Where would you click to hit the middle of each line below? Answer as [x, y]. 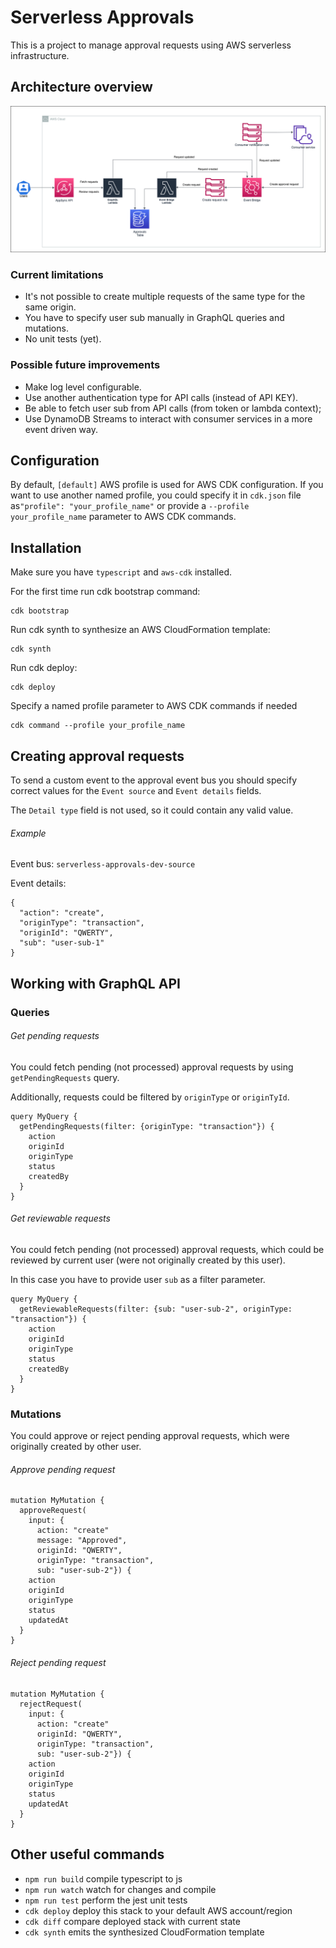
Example [28, 833]
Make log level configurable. [83, 387]
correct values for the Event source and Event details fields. [136, 791]
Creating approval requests [97, 756]
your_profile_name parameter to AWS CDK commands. [123, 517]
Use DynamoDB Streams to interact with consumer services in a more [168, 418]
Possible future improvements [85, 365]
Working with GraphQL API [95, 983]
